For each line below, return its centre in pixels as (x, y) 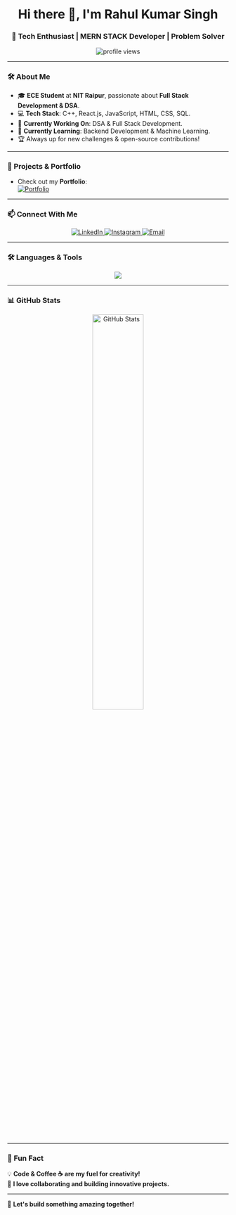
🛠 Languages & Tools (45, 257)
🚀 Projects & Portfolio (44, 166)
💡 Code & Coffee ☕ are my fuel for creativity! (74, 1174)
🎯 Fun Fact (26, 1158)
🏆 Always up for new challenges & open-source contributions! (109, 139)
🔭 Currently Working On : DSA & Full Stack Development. (100, 123)
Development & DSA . (48, 105)
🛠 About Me (29, 77)
